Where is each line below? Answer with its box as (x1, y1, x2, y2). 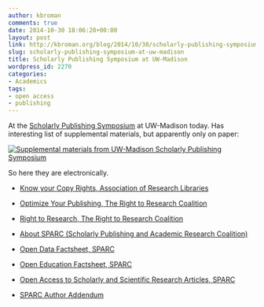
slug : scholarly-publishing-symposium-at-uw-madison (8, 48, 185, 56)
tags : (8, 84, 26, 93)
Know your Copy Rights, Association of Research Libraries (19, 183, 209, 193)
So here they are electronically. (8, 168, 108, 178)
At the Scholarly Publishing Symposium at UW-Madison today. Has (8, 121, 225, 131)
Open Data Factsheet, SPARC (19, 245, 115, 254)
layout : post (8, 33, 51, 42)
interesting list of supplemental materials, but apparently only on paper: (8, 129, 240, 139)
